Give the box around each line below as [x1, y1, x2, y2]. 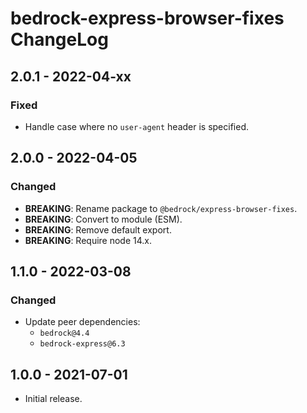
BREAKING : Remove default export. [24, 223, 172, 236]
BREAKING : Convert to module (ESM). [24, 213, 183, 225]
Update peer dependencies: [24, 316, 141, 328]
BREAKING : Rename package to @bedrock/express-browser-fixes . [24, 202, 298, 214]
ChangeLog [10, 28, 109, 51]
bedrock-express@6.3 [39, 339, 126, 349]
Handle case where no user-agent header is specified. [24, 120, 250, 132]
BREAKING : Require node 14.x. [24, 234, 153, 246]
